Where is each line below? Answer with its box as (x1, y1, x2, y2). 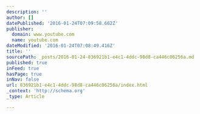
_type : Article (6, 93, 45, 99)
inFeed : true (6, 65, 40, 72)
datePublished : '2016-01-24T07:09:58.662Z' (6, 20, 119, 26)
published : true (6, 59, 47, 65)
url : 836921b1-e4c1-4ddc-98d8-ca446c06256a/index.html (6, 82, 148, 89)
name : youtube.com (12, 37, 59, 43)
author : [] (6, 15, 34, 21)
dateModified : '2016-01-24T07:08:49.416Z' (6, 43, 116, 49)
